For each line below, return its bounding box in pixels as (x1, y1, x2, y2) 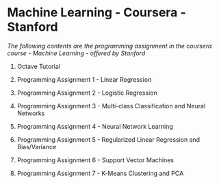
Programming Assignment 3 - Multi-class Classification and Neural (16, 102, 206, 110)
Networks (16, 109, 45, 117)
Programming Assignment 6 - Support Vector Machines (16, 155, 175, 164)
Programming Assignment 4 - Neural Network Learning (16, 122, 173, 130)
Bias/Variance (16, 142, 57, 151)
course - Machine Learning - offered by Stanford (7, 49, 146, 57)
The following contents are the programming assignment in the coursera (7, 42, 212, 50)
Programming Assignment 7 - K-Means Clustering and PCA (16, 169, 184, 177)
